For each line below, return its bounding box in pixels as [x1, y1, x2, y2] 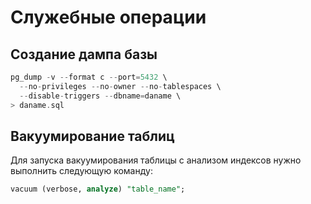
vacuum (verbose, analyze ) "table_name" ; [10, 184, 186, 195]
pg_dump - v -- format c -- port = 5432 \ [10, 72, 168, 82]
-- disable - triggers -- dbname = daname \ [19, 91, 182, 101]
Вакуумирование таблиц [10, 127, 175, 145]
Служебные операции [10, 6, 207, 29]
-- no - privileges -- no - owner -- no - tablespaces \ [19, 81, 222, 91]
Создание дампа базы [10, 46, 158, 63]
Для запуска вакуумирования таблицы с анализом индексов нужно [10, 154, 302, 166]
